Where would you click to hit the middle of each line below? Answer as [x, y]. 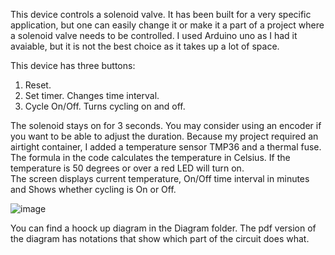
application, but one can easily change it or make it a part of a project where [167, 25]
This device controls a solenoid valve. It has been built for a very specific [161, 14]
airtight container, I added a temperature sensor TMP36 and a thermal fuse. [166, 147]
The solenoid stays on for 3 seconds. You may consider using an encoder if [166, 125]
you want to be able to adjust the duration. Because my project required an [164, 136]
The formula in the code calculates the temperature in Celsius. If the [150, 157]
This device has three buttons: [73, 65]
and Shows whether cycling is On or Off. [93, 189]
